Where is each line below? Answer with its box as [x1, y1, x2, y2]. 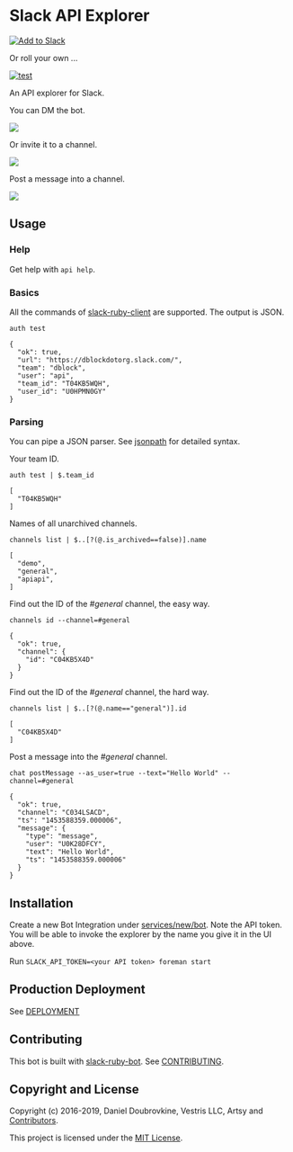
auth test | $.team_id [9, 471, 94, 480]
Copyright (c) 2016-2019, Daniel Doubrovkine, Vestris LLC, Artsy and [9, 1105, 263, 1116]
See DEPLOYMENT [9, 1005, 80, 1016]
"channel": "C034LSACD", [17, 808, 111, 817]
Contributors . [9, 1115, 58, 1126]
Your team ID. [9, 453, 60, 464]
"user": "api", [17, 371, 75, 380]
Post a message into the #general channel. [9, 752, 168, 763]
